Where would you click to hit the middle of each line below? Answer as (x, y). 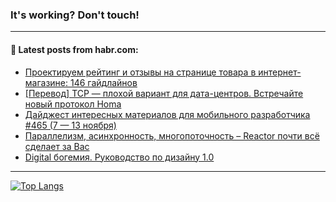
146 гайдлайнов (103, 82)
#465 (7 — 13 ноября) (70, 125)
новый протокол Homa (73, 104)
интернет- (280, 72)
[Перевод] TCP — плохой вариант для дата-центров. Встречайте (164, 93)
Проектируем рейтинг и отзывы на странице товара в (140, 72)
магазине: (46, 82)
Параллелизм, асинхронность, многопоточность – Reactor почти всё (172, 135)
